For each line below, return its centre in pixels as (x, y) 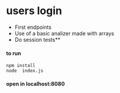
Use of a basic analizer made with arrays (64, 33)
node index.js (25, 71)
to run (14, 53)
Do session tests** (38, 39)
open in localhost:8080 (35, 84)
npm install (21, 66)
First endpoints (33, 27)
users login (34, 11)
